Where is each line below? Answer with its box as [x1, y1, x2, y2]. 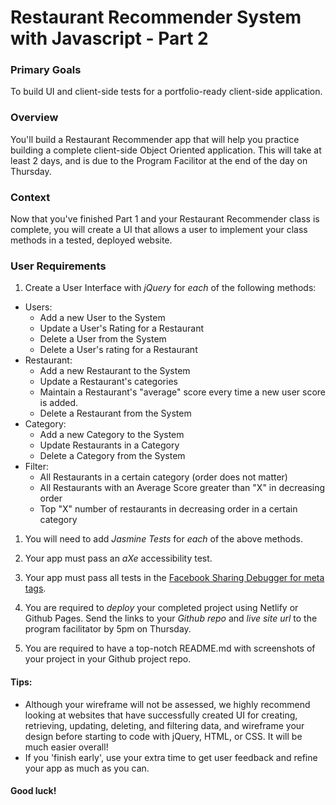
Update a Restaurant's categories [39, 376, 178, 388]
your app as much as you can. [24, 762, 150, 774]
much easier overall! [24, 741, 109, 753]
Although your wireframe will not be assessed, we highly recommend [24, 698, 311, 710]
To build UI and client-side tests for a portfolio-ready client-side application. [10, 86, 323, 98]
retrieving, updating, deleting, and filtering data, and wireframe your [24, 719, 305, 731]
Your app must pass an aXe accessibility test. [24, 552, 213, 565]
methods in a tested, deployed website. [10, 234, 173, 246]
